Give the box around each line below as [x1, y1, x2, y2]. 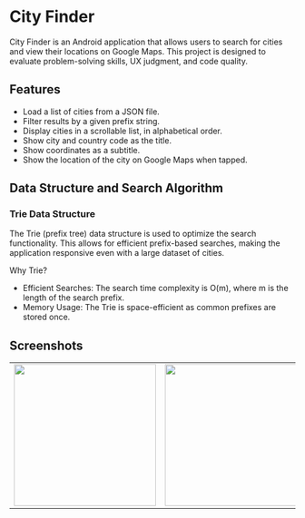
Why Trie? [9, 265, 48, 276]
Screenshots [9, 337, 84, 353]
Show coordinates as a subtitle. [22, 144, 141, 155]
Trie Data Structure [9, 208, 95, 220]
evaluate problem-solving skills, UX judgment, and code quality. [9, 55, 248, 66]
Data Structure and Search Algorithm [9, 181, 224, 196]
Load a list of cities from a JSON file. [22, 106, 161, 117]
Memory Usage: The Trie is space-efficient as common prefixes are [22, 302, 277, 313]
